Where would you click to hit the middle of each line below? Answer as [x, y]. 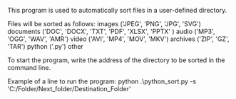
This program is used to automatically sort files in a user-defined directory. [117, 10]
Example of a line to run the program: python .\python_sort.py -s [102, 81]
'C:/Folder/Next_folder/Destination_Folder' [69, 89]
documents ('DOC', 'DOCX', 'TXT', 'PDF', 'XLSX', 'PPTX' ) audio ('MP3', [111, 31]
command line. [29, 68]
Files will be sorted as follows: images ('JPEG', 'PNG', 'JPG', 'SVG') [104, 24]
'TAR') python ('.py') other [46, 46]
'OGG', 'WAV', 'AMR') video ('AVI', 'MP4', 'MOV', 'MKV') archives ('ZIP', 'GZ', [118, 39]
